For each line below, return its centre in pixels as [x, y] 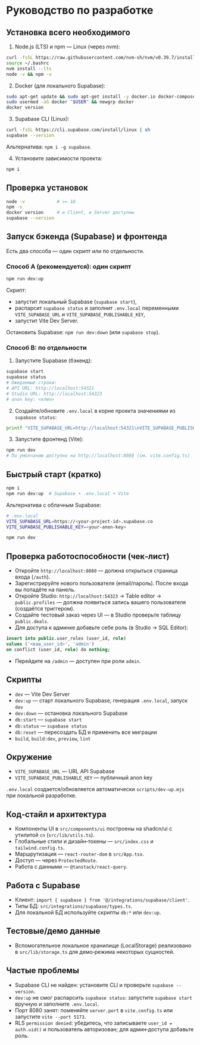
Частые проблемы [43, 971]
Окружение [29, 757]
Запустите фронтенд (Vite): [49, 439]
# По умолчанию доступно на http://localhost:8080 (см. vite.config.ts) [98, 456]
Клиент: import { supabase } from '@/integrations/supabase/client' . [102, 900]
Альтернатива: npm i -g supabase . [49, 147]
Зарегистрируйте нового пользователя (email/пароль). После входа [101, 583]
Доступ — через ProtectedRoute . [56, 860]
